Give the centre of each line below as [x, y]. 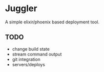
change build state [31, 49]
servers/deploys [29, 64]
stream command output [37, 54]
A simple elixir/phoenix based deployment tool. [52, 22]
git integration [26, 59]
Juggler [21, 9]
